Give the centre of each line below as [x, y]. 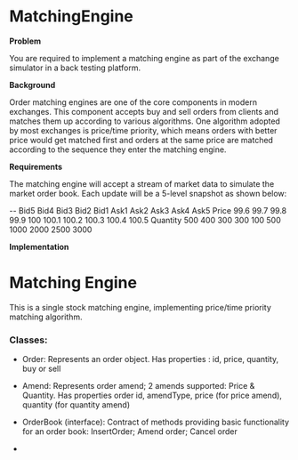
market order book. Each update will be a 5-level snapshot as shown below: [148, 193]
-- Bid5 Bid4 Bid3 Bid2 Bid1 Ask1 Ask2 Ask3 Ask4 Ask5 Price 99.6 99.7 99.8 [148, 210]
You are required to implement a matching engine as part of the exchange [145, 58]
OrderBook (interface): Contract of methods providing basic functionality [156, 422]
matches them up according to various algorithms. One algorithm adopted [145, 121]
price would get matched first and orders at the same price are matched [141, 140]
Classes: [28, 340]
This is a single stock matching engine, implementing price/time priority [140, 307]
